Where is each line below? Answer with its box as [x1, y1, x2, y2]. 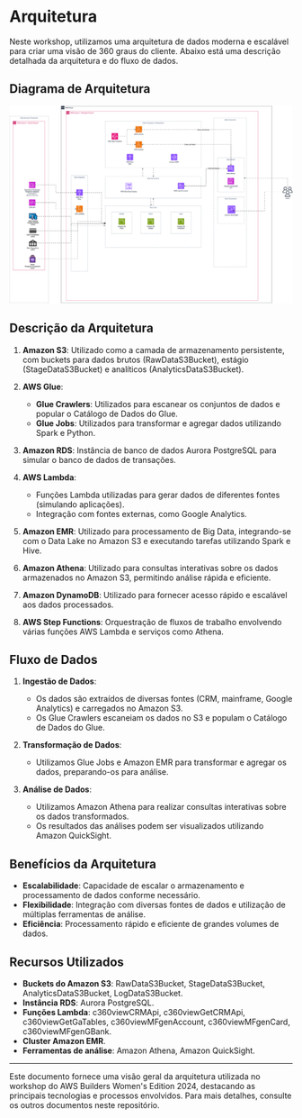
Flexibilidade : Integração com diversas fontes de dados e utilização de [22, 899, 286, 911]
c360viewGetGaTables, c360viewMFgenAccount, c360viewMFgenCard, [22, 1016, 290, 1027]
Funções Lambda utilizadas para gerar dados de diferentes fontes [35, 489, 280, 500]
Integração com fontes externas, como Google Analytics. [35, 508, 247, 519]
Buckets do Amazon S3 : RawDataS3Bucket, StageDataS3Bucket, [22, 977, 265, 988]
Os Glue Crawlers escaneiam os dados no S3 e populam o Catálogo [35, 713, 288, 723]
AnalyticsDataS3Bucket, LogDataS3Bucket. [22, 987, 183, 998]
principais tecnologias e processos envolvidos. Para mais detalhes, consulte [9, 1090, 292, 1101]
